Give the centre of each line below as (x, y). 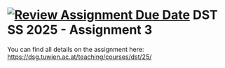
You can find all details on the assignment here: (76, 49)
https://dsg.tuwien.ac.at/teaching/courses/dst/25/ (80, 57)
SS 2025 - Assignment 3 (80, 30)
